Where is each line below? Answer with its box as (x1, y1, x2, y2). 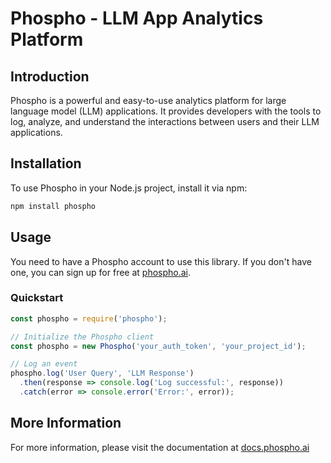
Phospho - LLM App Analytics (10, 7, 264, 30)
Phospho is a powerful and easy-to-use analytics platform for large (10, 95, 287, 106)
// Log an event (10, 359, 78, 369)
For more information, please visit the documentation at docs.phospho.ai (10, 441, 310, 453)
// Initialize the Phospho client (10, 332, 155, 342)
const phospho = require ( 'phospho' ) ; (10, 313, 168, 324)
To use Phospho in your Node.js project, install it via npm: (10, 182, 248, 194)
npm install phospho (10, 201, 97, 211)
